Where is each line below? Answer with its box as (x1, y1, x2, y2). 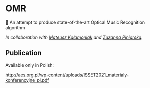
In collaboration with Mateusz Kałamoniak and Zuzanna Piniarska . (5, 34, 143, 40)
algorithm (5, 24, 25, 30)
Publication (5, 49, 42, 57)
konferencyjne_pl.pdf (5, 77, 49, 83)
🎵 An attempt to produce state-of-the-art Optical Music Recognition (5, 19, 145, 25)
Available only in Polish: (5, 62, 54, 68)
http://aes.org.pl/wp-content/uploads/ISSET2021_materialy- (5, 72, 129, 78)
